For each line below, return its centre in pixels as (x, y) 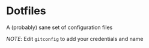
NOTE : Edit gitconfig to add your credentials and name (75, 39)
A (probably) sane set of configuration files (59, 27)
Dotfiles (26, 11)
